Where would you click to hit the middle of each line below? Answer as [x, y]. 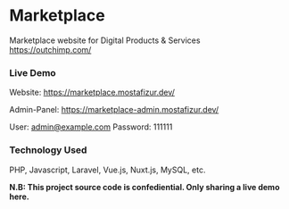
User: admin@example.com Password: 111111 [91, 127]
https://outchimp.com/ [50, 49]
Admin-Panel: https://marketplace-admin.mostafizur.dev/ [114, 110]
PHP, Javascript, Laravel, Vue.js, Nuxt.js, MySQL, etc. [107, 170]
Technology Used [48, 150]
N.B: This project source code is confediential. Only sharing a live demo [144, 187]
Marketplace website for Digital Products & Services [105, 40]
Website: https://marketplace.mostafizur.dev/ [92, 92]
